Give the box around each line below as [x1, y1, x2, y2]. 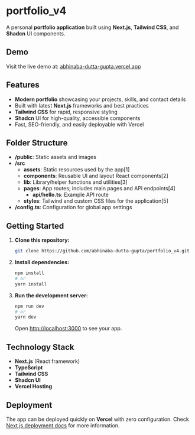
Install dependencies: [14, 259, 70, 266]
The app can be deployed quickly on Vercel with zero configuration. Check [6, 415, 189, 423]
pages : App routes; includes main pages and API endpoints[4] [23, 185, 175, 192]
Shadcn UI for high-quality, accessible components [14, 114, 141, 122]
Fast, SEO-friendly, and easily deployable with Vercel [14, 121, 144, 128]
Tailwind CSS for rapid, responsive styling [14, 108, 118, 115]
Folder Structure [6, 138, 68, 148]
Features [6, 80, 40, 90]
